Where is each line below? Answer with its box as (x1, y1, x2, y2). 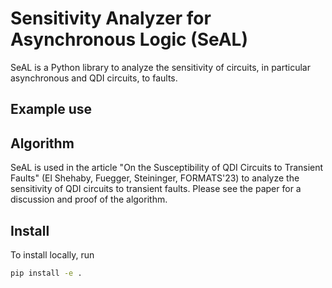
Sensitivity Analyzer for (10, 7, 212, 30)
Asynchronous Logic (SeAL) (10, 28, 249, 51)
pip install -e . (10, 268, 83, 278)
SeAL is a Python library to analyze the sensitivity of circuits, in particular (10, 61, 311, 73)
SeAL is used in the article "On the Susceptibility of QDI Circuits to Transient (10, 162, 324, 174)
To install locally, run (10, 248, 95, 261)
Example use (10, 101, 93, 118)
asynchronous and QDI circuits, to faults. (10, 72, 178, 84)
